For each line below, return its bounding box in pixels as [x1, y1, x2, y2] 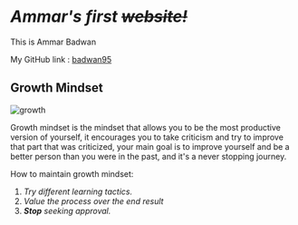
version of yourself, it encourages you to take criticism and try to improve [10, 132, 284, 142]
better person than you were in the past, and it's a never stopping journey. [10, 151, 287, 161]
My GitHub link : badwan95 [10, 54, 112, 64]
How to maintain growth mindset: [10, 168, 134, 179]
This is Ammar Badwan [10, 36, 97, 47]
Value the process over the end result [23, 195, 164, 206]
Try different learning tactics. [23, 186, 133, 197]
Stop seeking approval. [23, 205, 111, 216]
